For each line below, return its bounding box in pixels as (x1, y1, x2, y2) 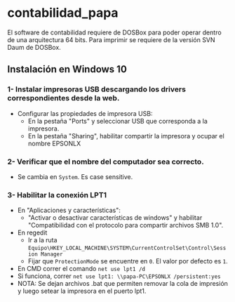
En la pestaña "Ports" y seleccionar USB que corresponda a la (27, 117, 208, 125)
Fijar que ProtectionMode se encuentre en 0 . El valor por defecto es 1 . (27, 257, 228, 265)
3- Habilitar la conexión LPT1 (7, 190, 107, 199)
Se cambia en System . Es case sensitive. (17, 172, 133, 180)
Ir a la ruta (27, 236, 58, 244)
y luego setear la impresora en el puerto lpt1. (17, 287, 147, 296)
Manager (41, 251, 63, 258)
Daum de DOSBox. (7, 43, 61, 51)
